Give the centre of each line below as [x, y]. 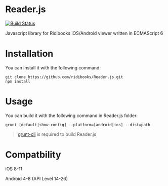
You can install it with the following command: [53, 67]
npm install [18, 81]
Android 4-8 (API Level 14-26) [37, 178]
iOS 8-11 [14, 169]
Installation [29, 54]
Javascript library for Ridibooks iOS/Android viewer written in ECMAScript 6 [84, 33]
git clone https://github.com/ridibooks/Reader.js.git [64, 77]
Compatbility [33, 155]
